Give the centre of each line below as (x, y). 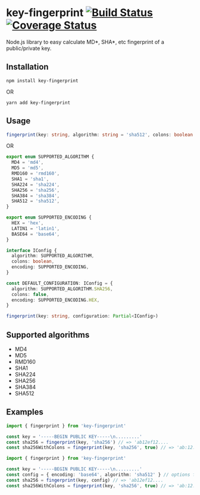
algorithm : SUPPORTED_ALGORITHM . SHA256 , (62, 289)
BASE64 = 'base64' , (36, 234)
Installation (27, 67)
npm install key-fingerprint (42, 80)
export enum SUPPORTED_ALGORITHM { (50, 157)
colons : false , (30, 294)
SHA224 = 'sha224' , (36, 185)
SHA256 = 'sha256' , (36, 190)
